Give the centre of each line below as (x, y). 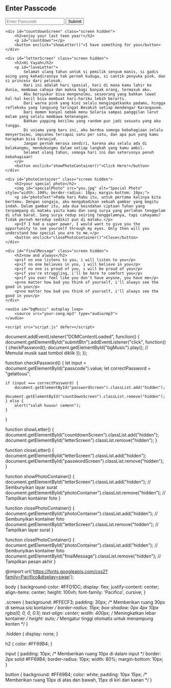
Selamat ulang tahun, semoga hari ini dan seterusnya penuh (89, 152)
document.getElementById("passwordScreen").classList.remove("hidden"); (85, 461)
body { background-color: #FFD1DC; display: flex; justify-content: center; (82, 587)
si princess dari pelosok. (34, 81)
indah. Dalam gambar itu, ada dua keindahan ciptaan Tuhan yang (75, 206)
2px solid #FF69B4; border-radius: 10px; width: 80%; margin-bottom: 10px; (84, 659)
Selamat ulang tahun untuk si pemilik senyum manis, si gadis (91, 72)
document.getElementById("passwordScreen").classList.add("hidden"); (90, 388)
